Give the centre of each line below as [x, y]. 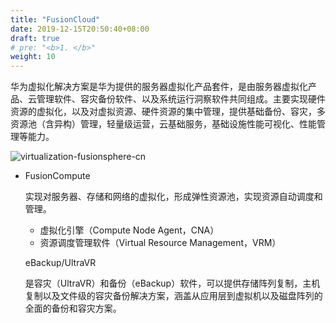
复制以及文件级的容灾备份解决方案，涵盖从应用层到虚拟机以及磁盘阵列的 [173, 296]
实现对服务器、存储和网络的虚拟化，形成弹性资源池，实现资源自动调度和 [173, 197]
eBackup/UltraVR [60, 263]
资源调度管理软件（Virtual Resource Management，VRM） [160, 243]
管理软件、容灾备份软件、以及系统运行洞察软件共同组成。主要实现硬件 [181, 99]
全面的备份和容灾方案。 [73, 308]
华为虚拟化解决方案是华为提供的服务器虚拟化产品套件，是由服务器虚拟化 [159, 87]
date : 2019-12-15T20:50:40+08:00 [80, 29]
